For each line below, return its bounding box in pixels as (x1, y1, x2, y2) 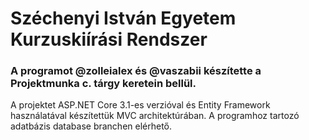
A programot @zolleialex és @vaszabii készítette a (10, 64, 262, 78)
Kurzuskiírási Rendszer (10, 28, 208, 51)
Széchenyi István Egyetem (10, 7, 237, 30)
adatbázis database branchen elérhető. (10, 120, 173, 132)
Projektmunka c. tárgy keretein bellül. (10, 77, 197, 91)
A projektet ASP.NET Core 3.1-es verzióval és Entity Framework (10, 99, 271, 111)
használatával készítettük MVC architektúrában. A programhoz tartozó (10, 110, 300, 122)
